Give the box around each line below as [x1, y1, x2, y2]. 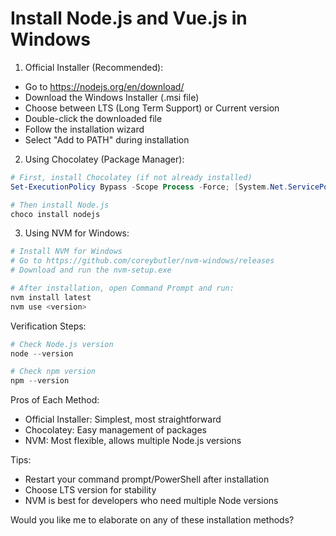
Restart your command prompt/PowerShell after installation [24, 473, 270, 486]
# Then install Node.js [10, 200, 110, 210]
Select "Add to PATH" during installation [24, 133, 190, 146]
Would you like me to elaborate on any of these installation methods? [10, 514, 295, 526]
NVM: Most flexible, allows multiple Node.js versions [24, 435, 242, 447]
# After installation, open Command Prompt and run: [10, 283, 235, 294]
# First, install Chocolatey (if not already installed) [10, 172, 253, 182]
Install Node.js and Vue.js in [10, 7, 248, 30]
